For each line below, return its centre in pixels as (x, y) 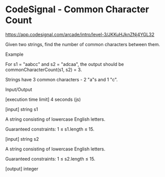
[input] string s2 (22, 139)
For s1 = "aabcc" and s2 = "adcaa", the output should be (65, 64)
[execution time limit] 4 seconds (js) (43, 99)
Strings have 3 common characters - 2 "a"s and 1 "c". (62, 79)
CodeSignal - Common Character (77, 9)
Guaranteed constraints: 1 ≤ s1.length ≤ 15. (50, 129)
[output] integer (22, 169)
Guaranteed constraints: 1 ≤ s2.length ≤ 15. (50, 159)
